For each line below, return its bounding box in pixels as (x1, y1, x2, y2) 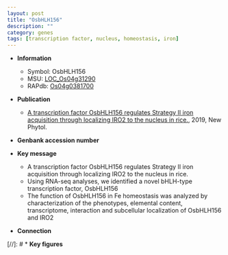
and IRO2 (27, 213, 54, 222)
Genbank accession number (16, 136, 99, 144)
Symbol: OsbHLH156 (27, 68, 86, 76)
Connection (16, 227, 51, 235)
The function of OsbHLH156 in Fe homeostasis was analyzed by (27, 192, 208, 200)
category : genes (7, 29, 53, 36)
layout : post (7, 10, 45, 17)
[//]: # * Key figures (7, 240, 63, 248)
